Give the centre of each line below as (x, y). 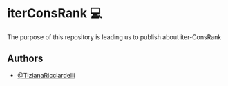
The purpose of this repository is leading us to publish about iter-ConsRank (114, 37)
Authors (25, 59)
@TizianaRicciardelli (46, 75)
